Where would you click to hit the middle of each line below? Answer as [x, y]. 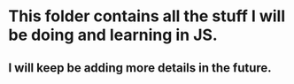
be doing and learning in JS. [113, 35]
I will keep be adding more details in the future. [140, 68]
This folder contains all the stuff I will [147, 16]
